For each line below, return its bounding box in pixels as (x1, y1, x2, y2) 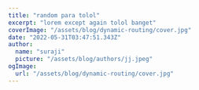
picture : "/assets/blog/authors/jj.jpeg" (15, 56, 153, 63)
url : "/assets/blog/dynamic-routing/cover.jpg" (15, 70, 175, 77)
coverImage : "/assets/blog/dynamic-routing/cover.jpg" (8, 26, 192, 34)
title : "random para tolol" (8, 11, 101, 20)
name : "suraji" (15, 48, 65, 56)
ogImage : (8, 63, 37, 70)
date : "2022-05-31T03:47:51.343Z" (8, 33, 122, 41)
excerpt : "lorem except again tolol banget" (8, 19, 157, 27)
